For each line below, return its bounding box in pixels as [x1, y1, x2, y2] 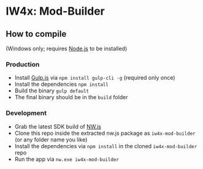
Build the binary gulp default [14, 87, 90, 94]
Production [6, 60, 40, 69]
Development [6, 109, 47, 118]
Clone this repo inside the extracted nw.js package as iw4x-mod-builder [14, 129, 196, 137]
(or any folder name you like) [14, 136, 88, 143]
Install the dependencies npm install [14, 81, 109, 88]
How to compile [6, 29, 67, 39]
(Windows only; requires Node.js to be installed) [6, 45, 128, 52]
